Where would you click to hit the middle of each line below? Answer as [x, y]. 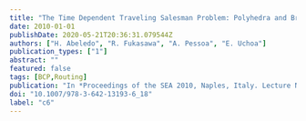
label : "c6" [32, 102]
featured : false [40, 69]
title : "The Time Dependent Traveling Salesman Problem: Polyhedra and [148, 18]
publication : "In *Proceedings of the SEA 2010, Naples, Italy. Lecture [150, 86]
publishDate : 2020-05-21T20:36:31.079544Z [91, 35]
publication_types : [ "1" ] [58, 52]
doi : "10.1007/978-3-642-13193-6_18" [81, 94]
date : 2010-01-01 [42, 26]
